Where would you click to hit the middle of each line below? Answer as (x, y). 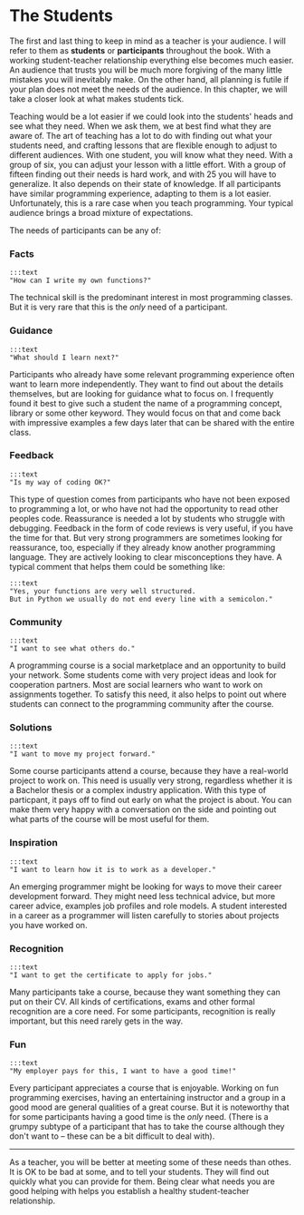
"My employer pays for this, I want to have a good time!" (123, 1072)
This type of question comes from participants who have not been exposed (150, 499)
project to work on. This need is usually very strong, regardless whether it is (151, 780)
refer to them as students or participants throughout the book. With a (140, 50)
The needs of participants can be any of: (85, 230)
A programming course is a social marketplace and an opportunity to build (148, 666)
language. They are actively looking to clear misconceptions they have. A (146, 557)
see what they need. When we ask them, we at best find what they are (140, 126)
